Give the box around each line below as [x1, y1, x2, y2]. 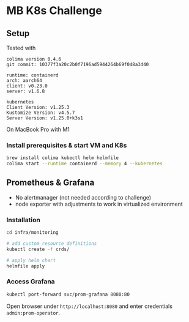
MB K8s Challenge [6, 4, 102, 18]
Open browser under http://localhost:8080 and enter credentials [6, 302, 173, 310]
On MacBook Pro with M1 [6, 126, 70, 133]
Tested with [6, 44, 36, 51]
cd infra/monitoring [6, 230, 59, 236]
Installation [6, 215, 41, 224]
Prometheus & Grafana [6, 178, 95, 188]
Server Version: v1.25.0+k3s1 [6, 115, 84, 121]
